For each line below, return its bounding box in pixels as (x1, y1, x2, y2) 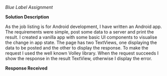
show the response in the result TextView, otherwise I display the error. (5, 55, 152, 61)
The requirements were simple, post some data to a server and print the (5, 29, 154, 34)
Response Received (5, 65, 48, 71)
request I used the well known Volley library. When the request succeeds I (5, 50, 159, 56)
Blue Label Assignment (5, 4, 53, 10)
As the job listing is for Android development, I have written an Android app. (5, 23, 162, 29)
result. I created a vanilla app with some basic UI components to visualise (5, 34, 157, 40)
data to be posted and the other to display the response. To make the (5, 45, 148, 50)
